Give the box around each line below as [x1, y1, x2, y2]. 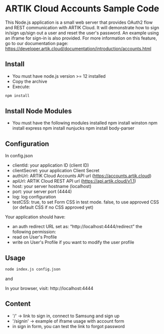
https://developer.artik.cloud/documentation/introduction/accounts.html [5, 46, 152, 51]
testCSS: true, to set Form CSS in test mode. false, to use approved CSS [12, 199, 159, 205]
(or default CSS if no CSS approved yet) [12, 204, 94, 210]
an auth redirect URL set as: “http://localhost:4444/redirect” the [12, 224, 142, 230]
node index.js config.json [5, 267, 61, 272]
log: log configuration [12, 194, 56, 200]
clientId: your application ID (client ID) [12, 162, 89, 168]
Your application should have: [5, 214, 66, 220]
